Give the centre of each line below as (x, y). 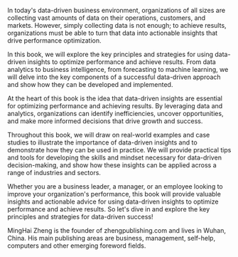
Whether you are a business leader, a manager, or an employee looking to (115, 187)
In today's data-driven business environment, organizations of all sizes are (117, 10)
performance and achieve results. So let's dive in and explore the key (109, 209)
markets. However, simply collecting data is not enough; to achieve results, (117, 25)
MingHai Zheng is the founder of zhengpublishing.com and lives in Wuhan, (117, 230)
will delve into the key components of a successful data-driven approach (114, 77)
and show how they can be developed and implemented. (90, 84)
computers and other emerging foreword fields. (77, 246)
